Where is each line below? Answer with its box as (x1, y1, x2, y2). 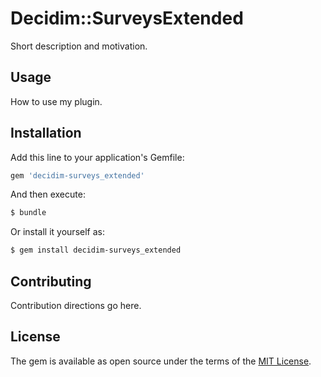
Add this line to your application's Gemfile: (10, 151, 185, 163)
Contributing (10, 273, 92, 290)
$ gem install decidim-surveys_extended (10, 245, 182, 256)
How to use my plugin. (10, 95, 103, 107)
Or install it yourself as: (10, 226, 105, 238)
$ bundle (10, 208, 47, 218)
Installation (10, 125, 82, 142)
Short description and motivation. (10, 40, 148, 52)
